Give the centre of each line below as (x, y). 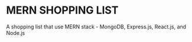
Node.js (16, 33)
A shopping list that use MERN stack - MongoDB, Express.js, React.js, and (96, 27)
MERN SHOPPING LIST (62, 10)
